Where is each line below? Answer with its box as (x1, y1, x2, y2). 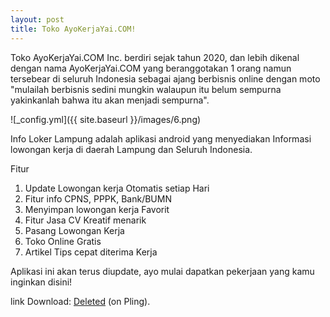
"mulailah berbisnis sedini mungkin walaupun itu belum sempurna (10, 83, 282, 95)
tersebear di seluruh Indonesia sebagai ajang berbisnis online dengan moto (10, 72, 321, 85)
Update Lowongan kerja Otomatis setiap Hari (24, 182, 210, 194)
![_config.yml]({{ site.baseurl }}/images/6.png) (10, 113, 202, 125)
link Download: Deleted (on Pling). (10, 295, 151, 307)
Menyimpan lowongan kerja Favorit (24, 203, 170, 215)
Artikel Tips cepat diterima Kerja (24, 246, 158, 258)
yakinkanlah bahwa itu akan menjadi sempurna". (10, 94, 210, 106)
